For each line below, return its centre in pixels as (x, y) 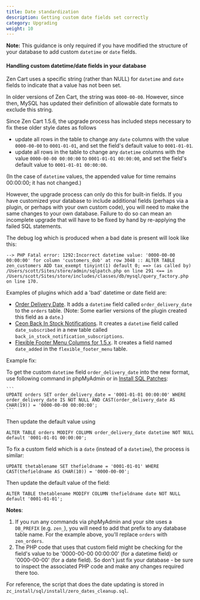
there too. (27, 573)
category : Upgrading (32, 23)
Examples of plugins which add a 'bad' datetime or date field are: (87, 293)
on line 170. (22, 282)
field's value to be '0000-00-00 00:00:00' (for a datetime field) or (96, 554)
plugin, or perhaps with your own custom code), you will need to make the (98, 207)
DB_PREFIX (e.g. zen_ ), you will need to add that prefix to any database (101, 528)
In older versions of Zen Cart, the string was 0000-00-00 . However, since (95, 97)
